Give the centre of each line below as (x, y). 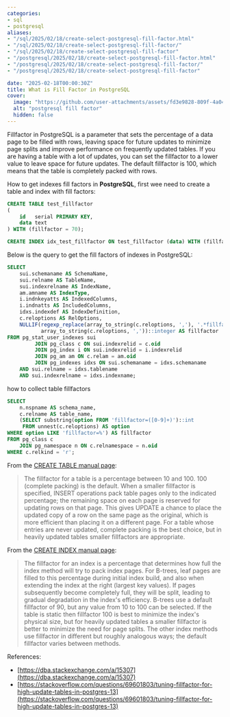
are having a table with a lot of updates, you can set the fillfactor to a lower (113, 156)
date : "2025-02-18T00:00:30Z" (50, 83)
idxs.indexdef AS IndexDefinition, (70, 312)
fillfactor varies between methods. (72, 643)
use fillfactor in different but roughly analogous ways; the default (115, 636)
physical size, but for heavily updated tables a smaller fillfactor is (115, 621)
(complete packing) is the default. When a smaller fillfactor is (110, 486)
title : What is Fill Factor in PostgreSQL (68, 90)
